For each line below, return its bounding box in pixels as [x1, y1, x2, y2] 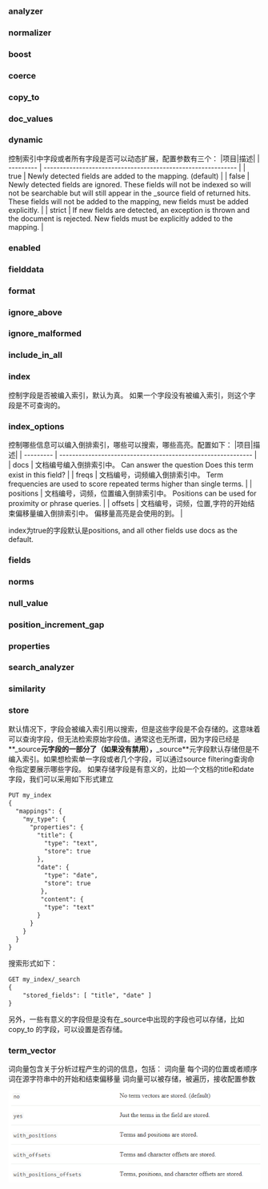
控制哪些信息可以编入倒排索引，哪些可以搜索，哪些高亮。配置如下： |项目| [8, 440, 254, 449]
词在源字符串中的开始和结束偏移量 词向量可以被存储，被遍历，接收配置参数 [8, 1075, 256, 1083]
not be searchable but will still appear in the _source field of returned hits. [8, 188, 251, 198]
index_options [8, 420, 65, 432]
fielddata [8, 263, 44, 275]
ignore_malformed [8, 328, 82, 339]
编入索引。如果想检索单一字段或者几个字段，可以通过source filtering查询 [8, 754, 248, 764]
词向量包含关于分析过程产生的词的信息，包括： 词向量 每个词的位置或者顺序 [8, 1064, 258, 1074]
